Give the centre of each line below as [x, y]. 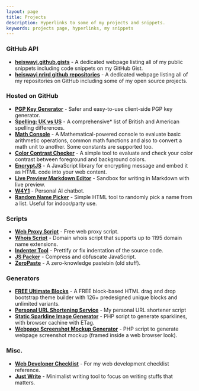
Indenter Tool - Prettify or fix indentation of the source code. [89, 251]
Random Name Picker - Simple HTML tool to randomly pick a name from [103, 197]
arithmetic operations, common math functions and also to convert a [98, 140]
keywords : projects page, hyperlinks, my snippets [70, 28]
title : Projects [26, 17]
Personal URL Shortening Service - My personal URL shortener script [100, 310]
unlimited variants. [37, 304]
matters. [25, 382]
